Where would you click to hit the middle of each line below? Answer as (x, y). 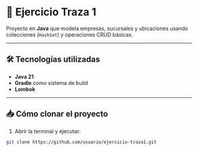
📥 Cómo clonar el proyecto (57, 114)
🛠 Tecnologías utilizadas (53, 59)
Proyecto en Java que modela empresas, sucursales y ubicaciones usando (97, 28)
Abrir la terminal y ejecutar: (48, 131)
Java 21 (24, 77)
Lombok (25, 89)
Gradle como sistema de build (51, 83)
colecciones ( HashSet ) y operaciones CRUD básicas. (70, 34)
